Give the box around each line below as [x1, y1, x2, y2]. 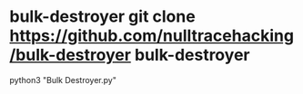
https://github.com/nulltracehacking [9, 25, 294, 46]
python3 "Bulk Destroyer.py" [9, 74, 116, 85]
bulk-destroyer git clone [9, 6, 196, 27]
